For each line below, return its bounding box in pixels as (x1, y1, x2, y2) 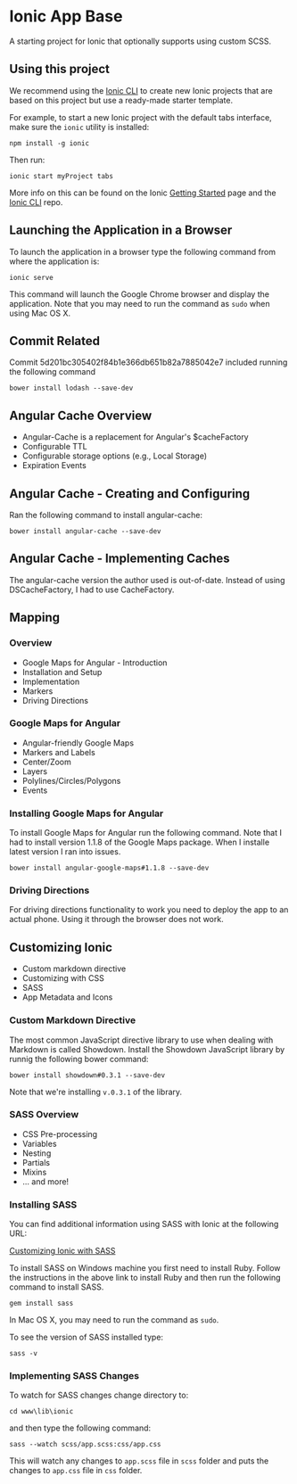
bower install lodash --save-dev (9, 383, 134, 393)
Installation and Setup (21, 666, 103, 677)
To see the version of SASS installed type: (9, 1331, 163, 1343)
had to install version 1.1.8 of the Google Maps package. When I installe (9, 837, 270, 848)
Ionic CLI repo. (9, 196, 63, 207)
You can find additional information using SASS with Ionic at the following (9, 1219, 279, 1230)
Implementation (21, 676, 80, 687)
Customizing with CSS (21, 973, 104, 984)
